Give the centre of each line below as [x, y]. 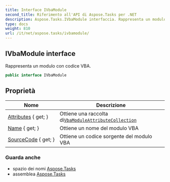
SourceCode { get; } [31, 139]
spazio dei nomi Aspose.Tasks [44, 168]
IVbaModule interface [40, 54]
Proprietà [20, 91]
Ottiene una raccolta [84, 113]
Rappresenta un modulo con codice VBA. [48, 66]
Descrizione [111, 105]
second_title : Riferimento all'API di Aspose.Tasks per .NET [71, 15]
